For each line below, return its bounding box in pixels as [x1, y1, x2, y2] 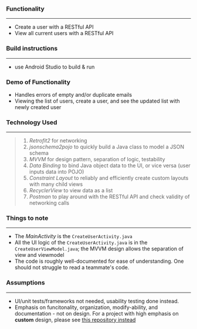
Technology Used [6, 118, 57, 126]
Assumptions [6, 279, 45, 287]
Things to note [6, 214, 49, 222]
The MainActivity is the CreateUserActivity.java [14, 233, 133, 240]
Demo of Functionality [6, 78, 71, 86]
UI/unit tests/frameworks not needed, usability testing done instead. [14, 297, 179, 304]
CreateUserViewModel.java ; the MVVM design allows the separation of [14, 245, 184, 252]
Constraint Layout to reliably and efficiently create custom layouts [29, 175, 189, 182]
